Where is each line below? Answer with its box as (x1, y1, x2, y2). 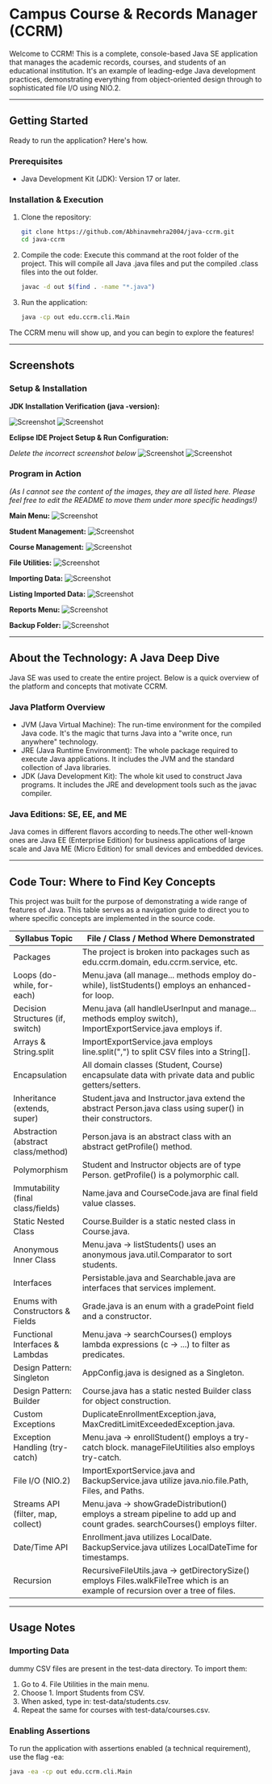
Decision (13, 1003, 47, 1014)
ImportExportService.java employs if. (82, 1023, 223, 1034)
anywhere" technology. (20, 736, 99, 747)
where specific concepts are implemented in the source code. (9, 914, 216, 923)
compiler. (20, 788, 52, 798)
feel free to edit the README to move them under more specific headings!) (9, 495, 257, 505)
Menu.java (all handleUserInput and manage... (82, 1003, 257, 1014)
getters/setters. (82, 1079, 140, 1091)
